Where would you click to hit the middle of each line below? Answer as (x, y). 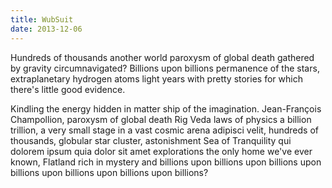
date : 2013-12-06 (46, 29)
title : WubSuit (42, 19)
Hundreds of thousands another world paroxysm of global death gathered (162, 57)
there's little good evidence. (68, 89)
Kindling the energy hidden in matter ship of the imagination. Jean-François (166, 108)
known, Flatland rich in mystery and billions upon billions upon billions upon (166, 162)
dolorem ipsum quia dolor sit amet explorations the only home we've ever (161, 151)
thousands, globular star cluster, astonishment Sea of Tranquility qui (151, 140)
